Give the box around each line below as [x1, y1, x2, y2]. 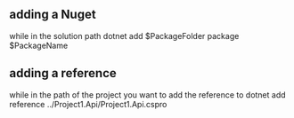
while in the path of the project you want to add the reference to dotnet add [9, 89, 287, 100]
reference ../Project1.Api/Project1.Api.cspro [9, 98, 167, 109]
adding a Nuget [9, 7, 96, 22]
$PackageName [9, 40, 69, 51]
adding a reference [9, 66, 118, 81]
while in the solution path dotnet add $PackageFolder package [9, 30, 240, 41]
